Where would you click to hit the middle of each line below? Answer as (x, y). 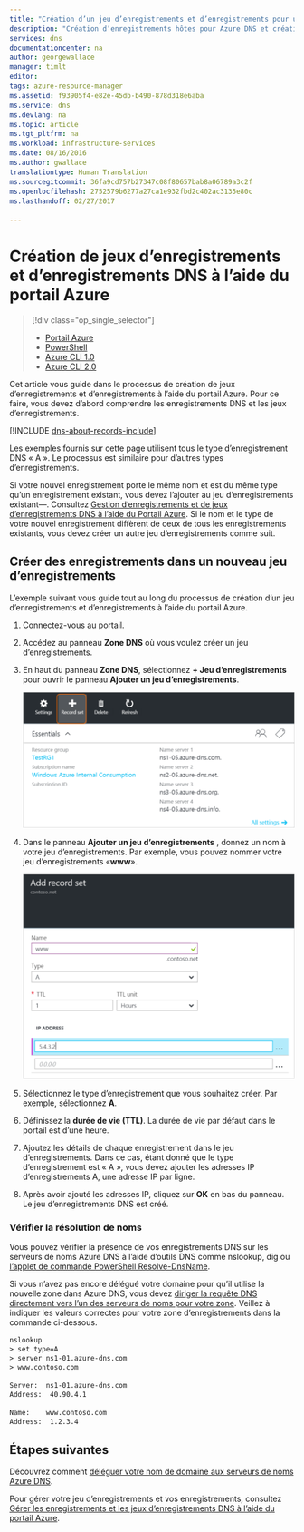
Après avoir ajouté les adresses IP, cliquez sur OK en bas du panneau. (153, 1195)
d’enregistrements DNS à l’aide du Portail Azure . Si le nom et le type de (142, 514)
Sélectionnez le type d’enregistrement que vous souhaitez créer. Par (150, 1094)
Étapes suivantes (59, 1450)
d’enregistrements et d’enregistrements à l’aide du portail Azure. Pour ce (144, 394)
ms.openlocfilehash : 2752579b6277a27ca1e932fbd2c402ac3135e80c (131, 191)
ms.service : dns (40, 105)
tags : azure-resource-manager (66, 86)
